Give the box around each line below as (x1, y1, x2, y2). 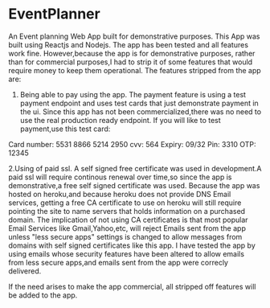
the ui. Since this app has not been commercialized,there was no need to (19, 106, 262, 117)
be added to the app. (8, 290, 78, 300)
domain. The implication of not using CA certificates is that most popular (8, 215, 248, 224)
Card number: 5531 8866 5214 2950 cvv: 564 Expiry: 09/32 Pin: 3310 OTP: (8, 139, 256, 149)
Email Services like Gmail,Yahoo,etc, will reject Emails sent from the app (8, 223, 247, 233)
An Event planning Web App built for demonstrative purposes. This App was (8, 31, 260, 41)
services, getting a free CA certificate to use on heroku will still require (8, 198, 242, 207)
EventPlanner (8, 5, 100, 23)
